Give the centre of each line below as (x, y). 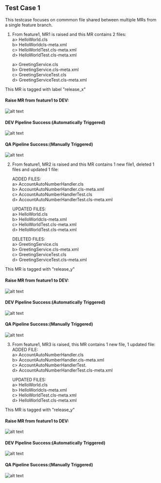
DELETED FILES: (28, 239)
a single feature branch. (29, 25)
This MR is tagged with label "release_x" (45, 89)
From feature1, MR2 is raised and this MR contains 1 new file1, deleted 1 (83, 164)
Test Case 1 (23, 8)
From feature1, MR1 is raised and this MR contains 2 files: (69, 34)
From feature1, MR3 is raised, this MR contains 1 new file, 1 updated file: (84, 345)
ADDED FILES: (27, 179)
